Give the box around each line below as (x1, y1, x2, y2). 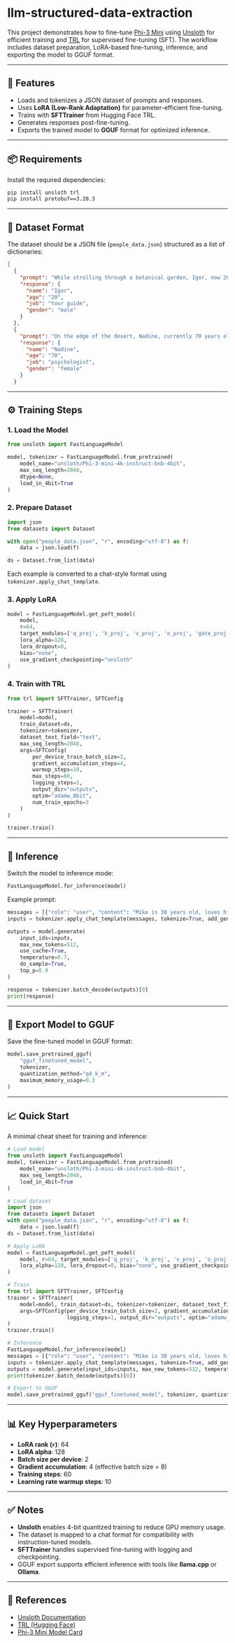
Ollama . (17, 1567, 41, 1576)
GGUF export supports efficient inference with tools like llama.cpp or (17, 1560, 217, 1568)
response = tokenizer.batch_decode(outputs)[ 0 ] (7, 986, 149, 993)
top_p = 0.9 (20, 967, 49, 974)
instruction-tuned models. (17, 1537, 93, 1546)
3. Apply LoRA (7, 595, 57, 604)
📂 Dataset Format (7, 221, 85, 233)
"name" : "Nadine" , (25, 345, 80, 353)
